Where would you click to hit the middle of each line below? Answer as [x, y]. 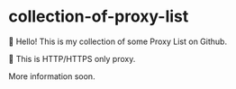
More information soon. [52, 76]
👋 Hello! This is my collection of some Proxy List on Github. [118, 41]
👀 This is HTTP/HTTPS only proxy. [72, 58]
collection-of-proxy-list [99, 17]
